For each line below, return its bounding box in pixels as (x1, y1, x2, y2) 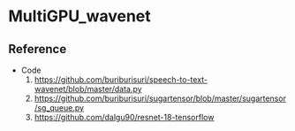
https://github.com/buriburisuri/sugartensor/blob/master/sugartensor (34, 93, 286, 104)
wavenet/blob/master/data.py (34, 84, 142, 94)
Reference (8, 42, 67, 57)
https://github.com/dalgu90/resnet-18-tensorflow (34, 112, 215, 122)
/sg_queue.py (34, 103, 85, 112)
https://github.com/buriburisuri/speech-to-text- (34, 74, 208, 85)
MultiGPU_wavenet (8, 6, 151, 27)
